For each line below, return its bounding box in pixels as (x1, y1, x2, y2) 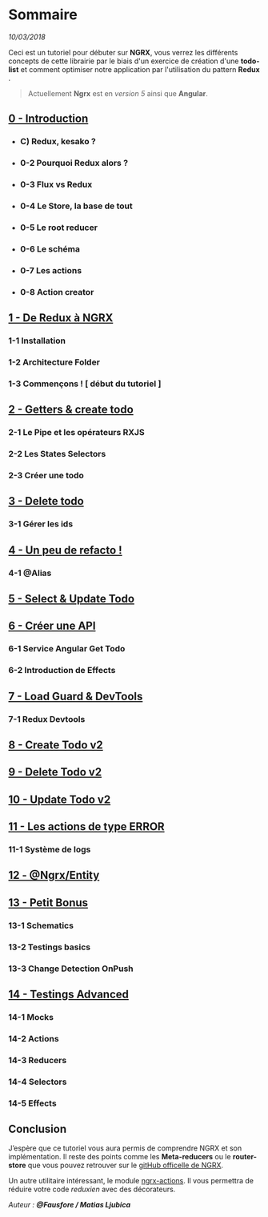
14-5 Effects (8, 1098, 58, 1109)
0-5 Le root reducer (19, 222, 98, 233)
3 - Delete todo (8, 494, 84, 508)
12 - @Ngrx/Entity (8, 868, 100, 882)
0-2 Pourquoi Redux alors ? (19, 158, 129, 169)
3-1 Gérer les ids (8, 518, 74, 530)
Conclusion (8, 1122, 67, 1135)
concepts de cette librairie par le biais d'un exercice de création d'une (8, 56, 239, 66)
